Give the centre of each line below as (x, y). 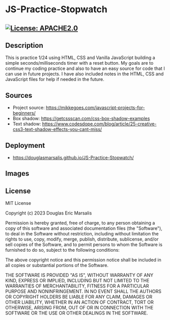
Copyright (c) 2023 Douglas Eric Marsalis (49, 213)
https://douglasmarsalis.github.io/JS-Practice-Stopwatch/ (73, 158)
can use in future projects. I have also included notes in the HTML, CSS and (84, 74)
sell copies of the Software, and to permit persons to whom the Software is (84, 245)
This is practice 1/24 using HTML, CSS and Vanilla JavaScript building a (80, 58)
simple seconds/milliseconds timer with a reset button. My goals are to (79, 63)
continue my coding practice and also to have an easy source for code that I (85, 69)
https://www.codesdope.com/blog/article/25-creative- (99, 124)
